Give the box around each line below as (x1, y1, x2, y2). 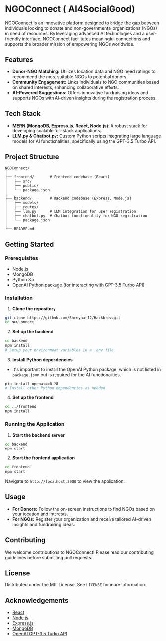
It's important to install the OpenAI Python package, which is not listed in (12, 366, 161, 372)
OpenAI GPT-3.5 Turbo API (12, 631, 67, 637)
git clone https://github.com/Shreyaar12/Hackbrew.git (5, 315, 121, 320)
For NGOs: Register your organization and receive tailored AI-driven (12, 516, 151, 522)
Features (5, 56, 33, 64)
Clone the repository (12, 306, 56, 312)
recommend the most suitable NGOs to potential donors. (12, 73, 128, 80)
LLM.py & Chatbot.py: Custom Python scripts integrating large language (12, 133, 161, 139)
